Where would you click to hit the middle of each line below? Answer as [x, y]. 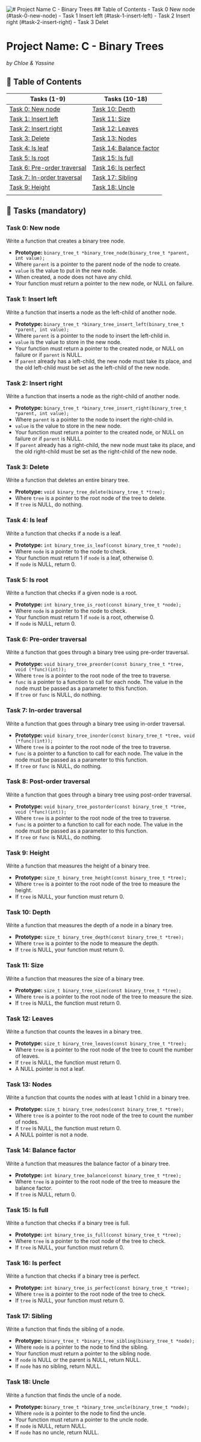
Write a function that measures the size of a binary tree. [75, 978]
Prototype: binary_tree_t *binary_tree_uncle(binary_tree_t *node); [102, 1407]
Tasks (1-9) [48, 99]
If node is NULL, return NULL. [51, 1426]
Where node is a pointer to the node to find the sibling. [82, 1347]
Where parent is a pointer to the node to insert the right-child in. [94, 420]
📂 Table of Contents [44, 82]
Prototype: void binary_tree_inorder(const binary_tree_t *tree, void [105, 735]
